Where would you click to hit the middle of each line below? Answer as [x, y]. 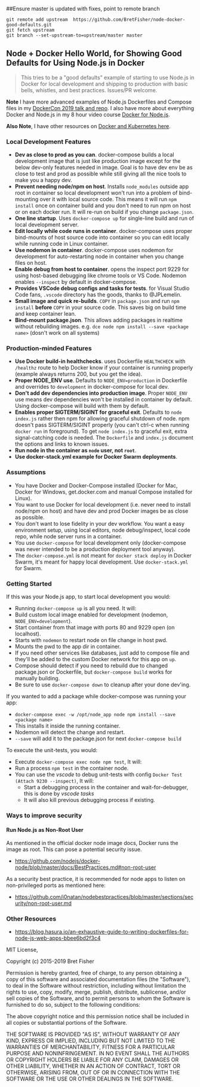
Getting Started [29, 583]
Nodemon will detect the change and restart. [70, 732]
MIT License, [22, 950]
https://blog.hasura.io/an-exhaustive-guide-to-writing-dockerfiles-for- [102, 932]
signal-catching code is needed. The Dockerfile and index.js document [104, 438]
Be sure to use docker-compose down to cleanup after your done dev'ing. [103, 685]
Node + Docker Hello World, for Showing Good [94, 54]
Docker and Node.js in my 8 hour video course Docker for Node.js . [88, 114]
